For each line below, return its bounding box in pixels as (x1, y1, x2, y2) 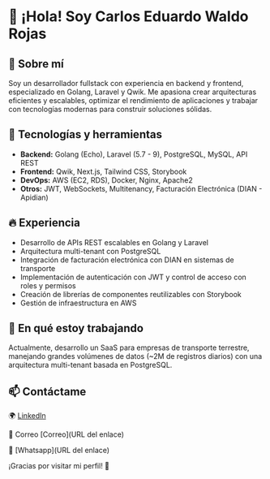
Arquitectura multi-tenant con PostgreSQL (19, 246, 161, 256)
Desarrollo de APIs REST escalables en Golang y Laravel (19, 237, 209, 247)
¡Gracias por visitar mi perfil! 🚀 (8, 461, 110, 471)
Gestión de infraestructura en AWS (19, 298, 137, 308)
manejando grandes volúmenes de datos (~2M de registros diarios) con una (8, 352, 263, 361)
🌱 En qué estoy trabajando (8, 321, 144, 335)
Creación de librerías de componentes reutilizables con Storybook (19, 289, 242, 299)
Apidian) (19, 192, 49, 202)
